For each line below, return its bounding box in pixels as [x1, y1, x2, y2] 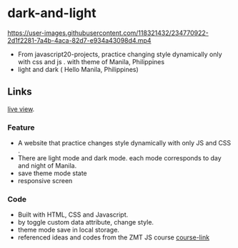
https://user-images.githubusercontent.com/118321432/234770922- [7, 29, 209, 37]
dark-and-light [7, 5, 96, 21]
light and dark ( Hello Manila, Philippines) [17, 65, 139, 73]
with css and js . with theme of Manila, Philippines [17, 57, 165, 66]
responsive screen [17, 177, 73, 185]
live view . [7, 105, 35, 113]
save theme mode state [17, 169, 87, 177]
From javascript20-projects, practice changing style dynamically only [17, 50, 223, 58]
